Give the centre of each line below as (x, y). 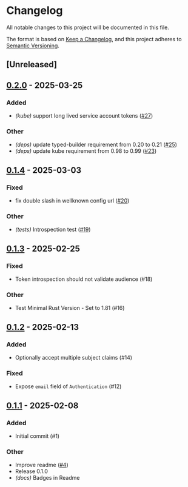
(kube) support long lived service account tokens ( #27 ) (84, 116)
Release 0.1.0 (32, 471)
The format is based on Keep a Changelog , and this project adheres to (94, 39)
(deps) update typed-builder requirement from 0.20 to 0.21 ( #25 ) (96, 145)
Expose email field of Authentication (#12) (68, 386)
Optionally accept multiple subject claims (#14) (73, 357)
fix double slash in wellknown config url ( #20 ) (72, 200)
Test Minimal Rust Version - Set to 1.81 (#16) (70, 308)
